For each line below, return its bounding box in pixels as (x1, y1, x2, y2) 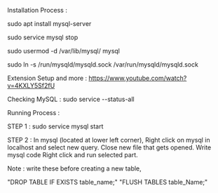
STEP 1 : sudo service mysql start (7, 122, 104, 131)
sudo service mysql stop (7, 33, 79, 41)
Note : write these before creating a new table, (7, 164, 142, 173)
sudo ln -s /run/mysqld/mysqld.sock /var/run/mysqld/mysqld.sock (7, 60, 198, 69)
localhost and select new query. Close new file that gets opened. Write (7, 143, 212, 152)
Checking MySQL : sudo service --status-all (7, 95, 135, 103)
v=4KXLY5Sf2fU (7, 81, 55, 90)
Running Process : (7, 109, 60, 117)
